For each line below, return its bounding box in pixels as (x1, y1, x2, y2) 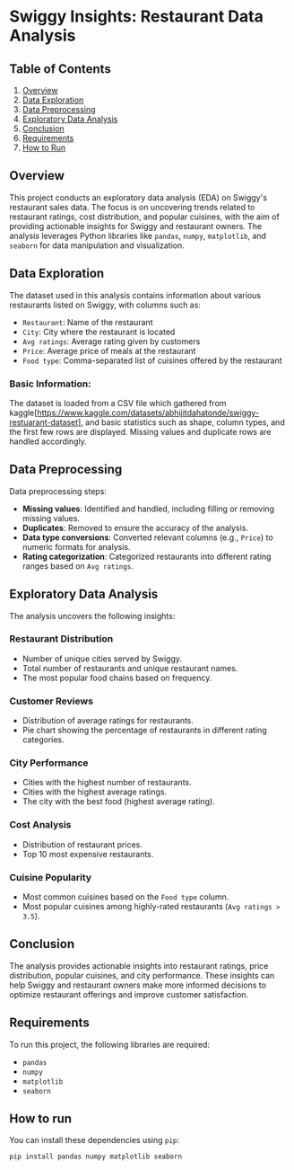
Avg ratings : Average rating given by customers (22, 335, 201, 347)
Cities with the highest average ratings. (22, 786, 168, 797)
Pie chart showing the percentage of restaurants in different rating (22, 725, 267, 736)
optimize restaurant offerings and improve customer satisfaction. (9, 988, 249, 999)
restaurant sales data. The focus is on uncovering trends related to (9, 201, 255, 212)
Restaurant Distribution (9, 633, 114, 645)
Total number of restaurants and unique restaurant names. (22, 662, 238, 673)
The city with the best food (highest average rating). (22, 796, 215, 807)
